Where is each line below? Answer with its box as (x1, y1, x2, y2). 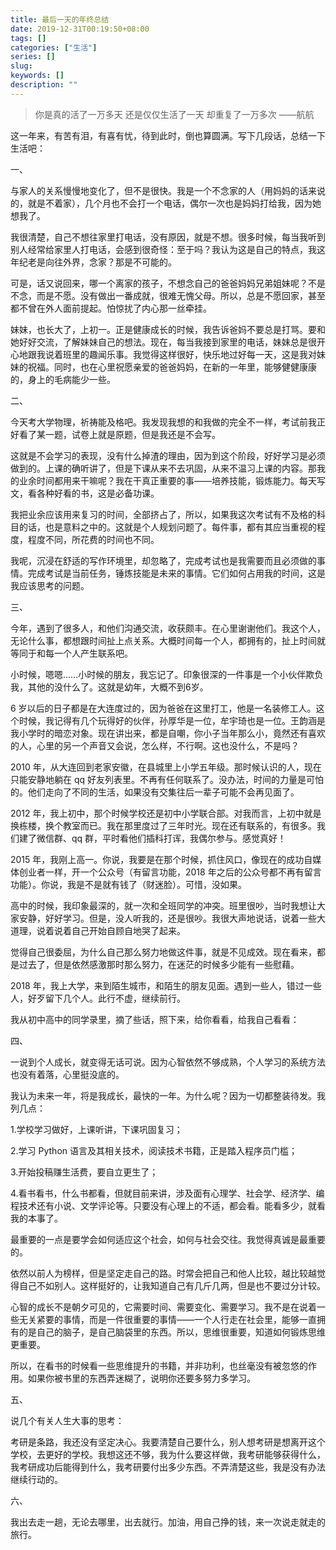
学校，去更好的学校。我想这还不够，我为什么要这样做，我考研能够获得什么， (10, 1448, 326, 1460)
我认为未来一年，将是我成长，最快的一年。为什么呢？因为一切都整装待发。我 (10, 1089, 326, 1101)
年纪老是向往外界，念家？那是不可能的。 (10, 256, 177, 268)
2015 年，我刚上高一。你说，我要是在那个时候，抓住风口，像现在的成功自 (10, 853, 313, 865)
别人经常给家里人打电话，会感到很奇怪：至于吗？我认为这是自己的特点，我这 (10, 243, 326, 255)
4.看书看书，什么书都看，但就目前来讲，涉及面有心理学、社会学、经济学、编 (10, 1187, 325, 1199)
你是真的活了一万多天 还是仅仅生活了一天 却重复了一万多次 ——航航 (34, 108, 315, 120)
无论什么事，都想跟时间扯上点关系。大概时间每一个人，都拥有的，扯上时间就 (10, 634, 326, 646)
